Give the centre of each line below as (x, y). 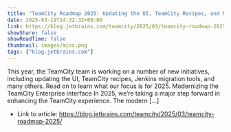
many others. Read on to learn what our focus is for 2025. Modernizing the (113, 86)
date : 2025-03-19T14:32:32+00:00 (55, 20)
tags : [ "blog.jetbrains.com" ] (51, 52)
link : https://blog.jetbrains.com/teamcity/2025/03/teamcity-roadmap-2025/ (118, 26)
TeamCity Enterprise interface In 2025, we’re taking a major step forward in (114, 93)
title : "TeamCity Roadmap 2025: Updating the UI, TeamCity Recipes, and (113, 13)
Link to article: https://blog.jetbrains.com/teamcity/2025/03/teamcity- (115, 113)
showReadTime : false (37, 39)
